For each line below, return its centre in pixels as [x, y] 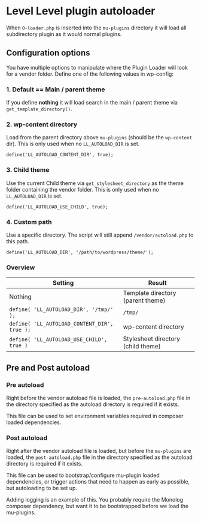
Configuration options [48, 53]
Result [157, 283]
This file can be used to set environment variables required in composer [95, 416]
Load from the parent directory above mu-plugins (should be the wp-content [99, 138]
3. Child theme [28, 170]
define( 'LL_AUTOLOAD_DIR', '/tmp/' [61, 310]
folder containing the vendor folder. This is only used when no [83, 189]
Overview [21, 267]
